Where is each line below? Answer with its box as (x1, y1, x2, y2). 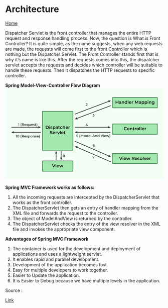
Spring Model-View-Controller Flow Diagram (5, 82, 100, 88)
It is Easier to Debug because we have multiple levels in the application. (12, 278, 160, 284)
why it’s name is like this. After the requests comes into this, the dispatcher (5, 56, 160, 62)
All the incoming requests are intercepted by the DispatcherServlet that (12, 194, 159, 200)
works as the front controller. (12, 199, 73, 206)
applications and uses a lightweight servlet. (12, 251, 102, 257)
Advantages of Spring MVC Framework (5, 236, 89, 242)
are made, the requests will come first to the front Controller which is (5, 46, 147, 52)
